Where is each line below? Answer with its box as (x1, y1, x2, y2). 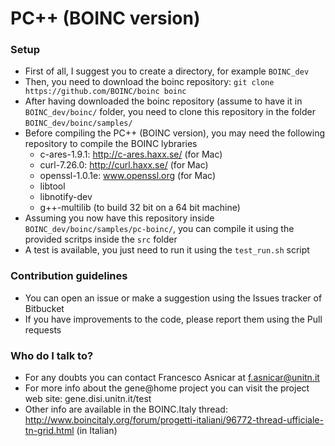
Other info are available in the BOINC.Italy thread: (24, 403, 228, 416)
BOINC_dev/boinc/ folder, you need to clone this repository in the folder (24, 106, 316, 118)
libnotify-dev (39, 191, 93, 203)
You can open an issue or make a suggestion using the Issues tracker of (24, 292, 323, 304)
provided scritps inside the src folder (24, 233, 178, 246)
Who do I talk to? (10, 348, 94, 362)
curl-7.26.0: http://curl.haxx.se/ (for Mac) (39, 159, 209, 171)
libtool (39, 180, 66, 192)
